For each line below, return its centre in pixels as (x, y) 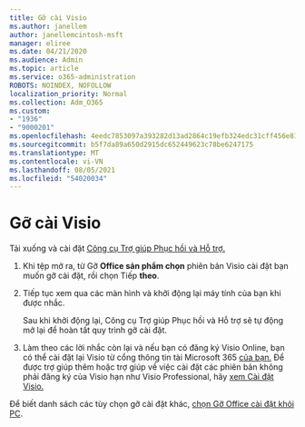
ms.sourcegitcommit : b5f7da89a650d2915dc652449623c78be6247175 (132, 144)
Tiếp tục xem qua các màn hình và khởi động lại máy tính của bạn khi (152, 293)
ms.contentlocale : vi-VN (56, 161)
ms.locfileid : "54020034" (58, 178)
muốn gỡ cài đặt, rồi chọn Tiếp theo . (91, 276)
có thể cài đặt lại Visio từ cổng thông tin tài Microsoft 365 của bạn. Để (153, 357)
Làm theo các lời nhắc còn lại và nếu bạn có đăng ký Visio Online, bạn (153, 348)
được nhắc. (44, 303)
